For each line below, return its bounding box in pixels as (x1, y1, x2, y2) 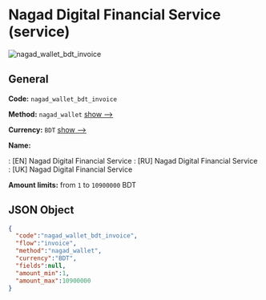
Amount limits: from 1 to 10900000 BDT (8, 180, 137, 189)
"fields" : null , (15, 261, 66, 270)
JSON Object (8, 203, 75, 217)
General (8, 72, 50, 86)
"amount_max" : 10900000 (15, 277, 91, 285)
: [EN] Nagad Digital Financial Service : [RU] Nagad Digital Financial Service (8, 156, 258, 165)
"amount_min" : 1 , (15, 269, 70, 278)
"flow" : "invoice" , (15, 239, 78, 248)
